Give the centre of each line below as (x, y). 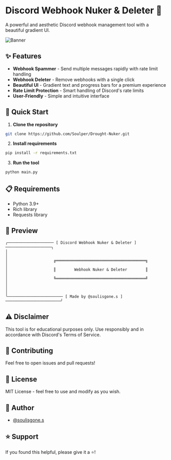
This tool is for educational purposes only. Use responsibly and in (74, 329)
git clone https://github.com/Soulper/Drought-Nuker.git (68, 134)
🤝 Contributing (29, 351)
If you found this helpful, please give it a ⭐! (51, 452)
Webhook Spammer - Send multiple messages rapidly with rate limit (85, 68)
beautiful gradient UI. (28, 30)
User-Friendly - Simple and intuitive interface (61, 96)
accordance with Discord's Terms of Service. (53, 334)
